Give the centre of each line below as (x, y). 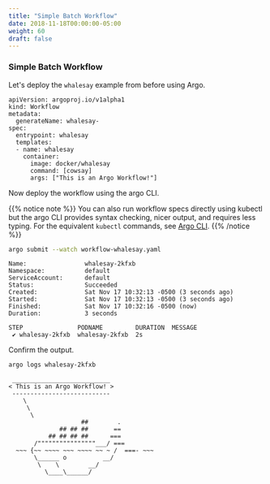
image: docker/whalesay (70, 163)
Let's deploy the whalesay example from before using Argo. (107, 84)
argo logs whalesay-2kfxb (52, 365)
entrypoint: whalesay (52, 135)
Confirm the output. (41, 350)
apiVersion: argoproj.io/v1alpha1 (67, 99)
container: (41, 156)
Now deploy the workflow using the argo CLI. (84, 192)
